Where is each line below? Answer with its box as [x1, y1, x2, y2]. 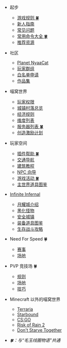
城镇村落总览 [17, 105, 43, 111]
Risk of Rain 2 [17, 322, 45, 328]
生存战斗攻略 [17, 226, 43, 232]
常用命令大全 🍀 [17, 34, 48, 39]
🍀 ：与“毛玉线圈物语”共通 [9, 337, 61, 343]
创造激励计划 [17, 130, 43, 136]
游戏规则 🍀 [17, 15, 39, 21]
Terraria [17, 306, 33, 312]
